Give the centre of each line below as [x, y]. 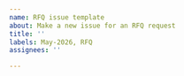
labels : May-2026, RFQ [51, 42]
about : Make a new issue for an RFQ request [92, 26]
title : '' [27, 34]
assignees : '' [35, 50]
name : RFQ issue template [57, 17]
